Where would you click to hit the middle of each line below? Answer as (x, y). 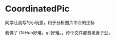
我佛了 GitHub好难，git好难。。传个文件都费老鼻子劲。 (59, 32)
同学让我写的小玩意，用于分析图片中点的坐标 (50, 22)
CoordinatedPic (37, 9)
